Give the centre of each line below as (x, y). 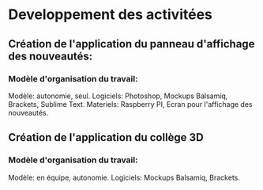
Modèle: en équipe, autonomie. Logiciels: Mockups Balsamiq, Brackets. (124, 177)
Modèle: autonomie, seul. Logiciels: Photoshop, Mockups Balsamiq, (118, 96)
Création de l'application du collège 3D (106, 137)
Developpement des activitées (111, 15)
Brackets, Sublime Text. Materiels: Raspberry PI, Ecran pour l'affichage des (130, 104)
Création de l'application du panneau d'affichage (131, 44)
